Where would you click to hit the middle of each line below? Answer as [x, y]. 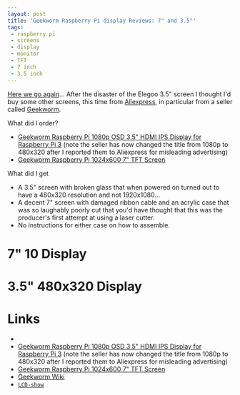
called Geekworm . [34, 109]
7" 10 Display [47, 253]
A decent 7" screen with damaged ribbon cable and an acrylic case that [123, 202]
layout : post [27, 14]
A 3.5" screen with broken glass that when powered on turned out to [119, 187]
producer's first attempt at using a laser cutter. [86, 217]
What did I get [28, 173]
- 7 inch [24, 67]
